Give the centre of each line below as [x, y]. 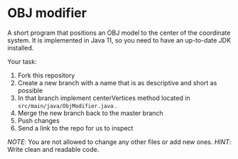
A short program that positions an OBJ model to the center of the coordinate [119, 33]
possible [30, 90]
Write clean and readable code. [53, 149]
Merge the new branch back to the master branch [90, 113]
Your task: [22, 61]
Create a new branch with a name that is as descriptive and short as [117, 82]
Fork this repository [46, 75]
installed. [21, 48]
